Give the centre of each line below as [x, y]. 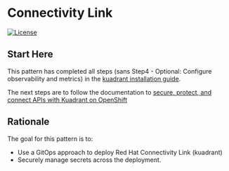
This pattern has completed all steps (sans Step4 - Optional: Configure [110, 71]
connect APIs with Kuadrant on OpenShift [67, 100]
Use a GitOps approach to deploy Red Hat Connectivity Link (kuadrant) [120, 152]
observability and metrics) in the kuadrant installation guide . [94, 78]
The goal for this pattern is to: [50, 139]
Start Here [31, 54]
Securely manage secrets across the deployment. [89, 160]
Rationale [28, 122]
